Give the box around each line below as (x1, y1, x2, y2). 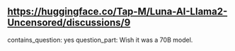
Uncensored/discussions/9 (7, 17, 131, 29)
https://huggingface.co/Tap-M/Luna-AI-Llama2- (7, 6, 228, 18)
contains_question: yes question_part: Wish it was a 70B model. (7, 35, 193, 44)
